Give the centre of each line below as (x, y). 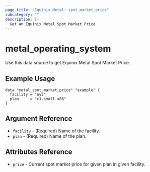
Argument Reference (39, 119)
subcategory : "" (22, 15)
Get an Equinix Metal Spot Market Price (53, 24)
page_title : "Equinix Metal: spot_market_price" (57, 10)
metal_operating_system (58, 49)
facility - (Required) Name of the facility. (56, 131)
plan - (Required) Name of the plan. (49, 136)
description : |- (22, 19)
